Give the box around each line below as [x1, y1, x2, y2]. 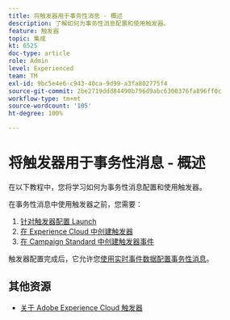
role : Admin [8, 57, 48, 65]
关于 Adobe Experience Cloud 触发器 [19, 302, 143, 312]
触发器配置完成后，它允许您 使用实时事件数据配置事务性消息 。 [8, 254, 214, 263]
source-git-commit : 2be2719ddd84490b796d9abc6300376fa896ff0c [8, 86, 222, 95]
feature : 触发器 [8, 27, 60, 35]
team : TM [8, 72, 38, 80]
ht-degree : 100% [8, 110, 63, 118]
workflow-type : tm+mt [8, 95, 82, 103]
